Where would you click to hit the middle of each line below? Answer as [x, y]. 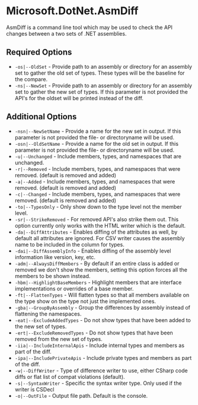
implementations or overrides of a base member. [74, 288]
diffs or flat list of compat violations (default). [70, 377]
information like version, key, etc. [55, 257]
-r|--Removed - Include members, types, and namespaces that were [98, 169]
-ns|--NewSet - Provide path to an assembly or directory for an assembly [103, 85]
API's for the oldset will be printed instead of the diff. [79, 98]
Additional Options [41, 117]
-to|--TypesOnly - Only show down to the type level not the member [98, 206]
